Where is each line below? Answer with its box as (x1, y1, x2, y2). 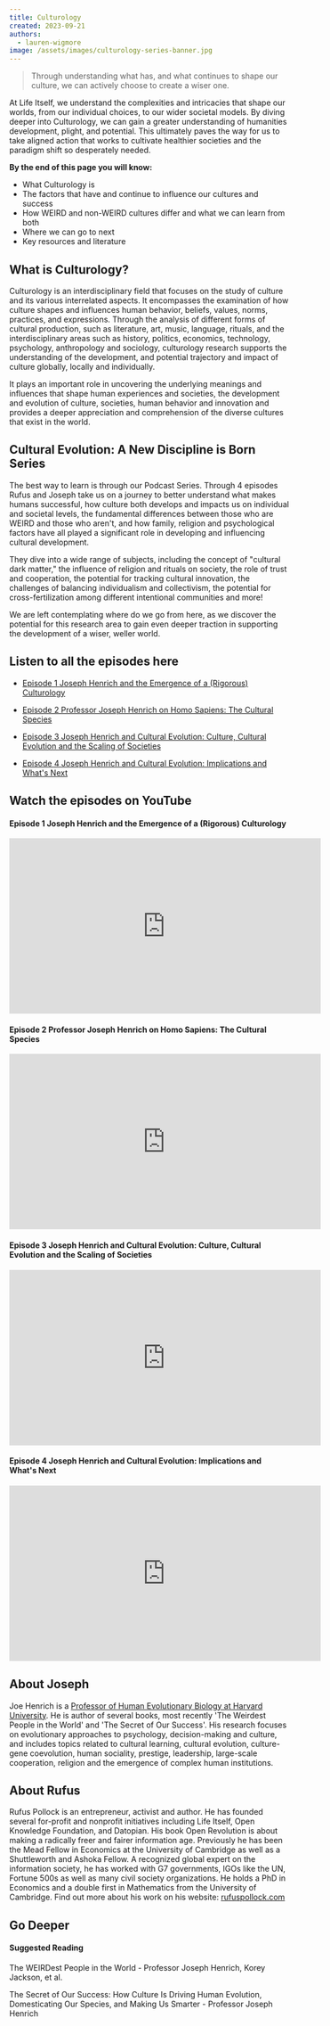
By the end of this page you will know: (9, 162, 153, 173)
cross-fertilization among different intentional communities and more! (9, 592, 264, 603)
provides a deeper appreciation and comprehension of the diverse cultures (9, 406, 285, 417)
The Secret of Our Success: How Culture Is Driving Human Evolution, (9, 1989, 262, 1999)
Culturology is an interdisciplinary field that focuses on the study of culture (9, 285, 284, 296)
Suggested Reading (9, 1942, 85, 1953)
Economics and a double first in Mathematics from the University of (9, 1882, 257, 1893)
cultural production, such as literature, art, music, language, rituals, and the (9, 323, 285, 334)
